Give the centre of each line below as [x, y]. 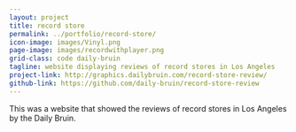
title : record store [47, 26]
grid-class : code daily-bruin [65, 58]
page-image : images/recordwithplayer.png [87, 50]
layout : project [39, 17]
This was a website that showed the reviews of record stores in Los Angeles [148, 108]
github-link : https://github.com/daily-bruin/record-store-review [134, 83]
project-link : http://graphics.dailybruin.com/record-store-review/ [138, 75]
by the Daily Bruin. [43, 118]
